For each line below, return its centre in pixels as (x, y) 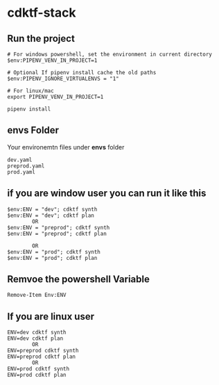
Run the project (41, 39)
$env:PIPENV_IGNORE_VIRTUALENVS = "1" (63, 79)
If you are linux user (51, 317)
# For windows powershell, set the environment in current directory (110, 54)
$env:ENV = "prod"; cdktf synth (54, 252)
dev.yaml (20, 160)
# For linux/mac (30, 91)
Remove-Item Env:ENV (37, 295)
